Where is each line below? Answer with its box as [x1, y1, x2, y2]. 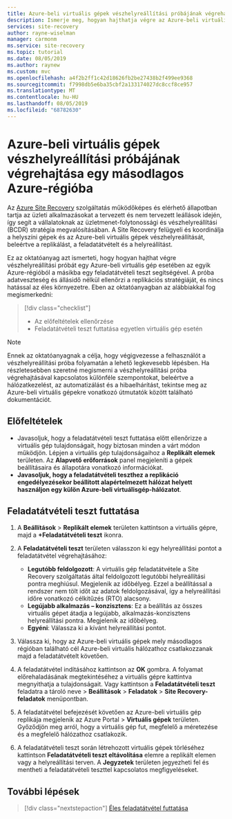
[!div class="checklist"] [23, 304, 91, 312]
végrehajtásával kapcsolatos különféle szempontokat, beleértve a [7, 373, 194, 381]
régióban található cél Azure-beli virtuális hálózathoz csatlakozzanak [17, 645, 213, 653]
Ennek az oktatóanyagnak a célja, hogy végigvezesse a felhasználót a [7, 351, 206, 360]
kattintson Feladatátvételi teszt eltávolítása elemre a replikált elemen [17, 751, 216, 760]
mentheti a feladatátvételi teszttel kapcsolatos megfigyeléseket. [17, 766, 199, 774]
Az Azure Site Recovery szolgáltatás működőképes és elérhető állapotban [7, 203, 217, 212]
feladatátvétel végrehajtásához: [17, 551, 107, 560]
